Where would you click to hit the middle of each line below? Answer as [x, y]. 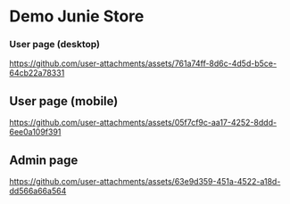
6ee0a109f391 [35, 132]
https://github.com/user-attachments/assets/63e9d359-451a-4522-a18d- [145, 182]
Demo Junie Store [77, 16]
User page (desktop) [55, 45]
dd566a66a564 [38, 191]
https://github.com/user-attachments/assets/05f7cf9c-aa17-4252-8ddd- [143, 123]
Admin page [44, 160]
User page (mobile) [64, 101]
